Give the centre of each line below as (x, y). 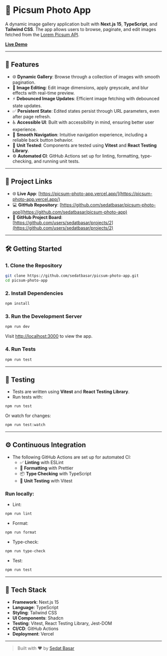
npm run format (21, 533)
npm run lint (19, 514)
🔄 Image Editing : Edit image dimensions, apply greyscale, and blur (81, 87)
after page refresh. (32, 116)
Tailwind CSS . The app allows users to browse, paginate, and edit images (81, 29)
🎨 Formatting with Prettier (46, 468)
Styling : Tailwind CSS (35, 613)
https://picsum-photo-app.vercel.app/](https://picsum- (96, 194)
